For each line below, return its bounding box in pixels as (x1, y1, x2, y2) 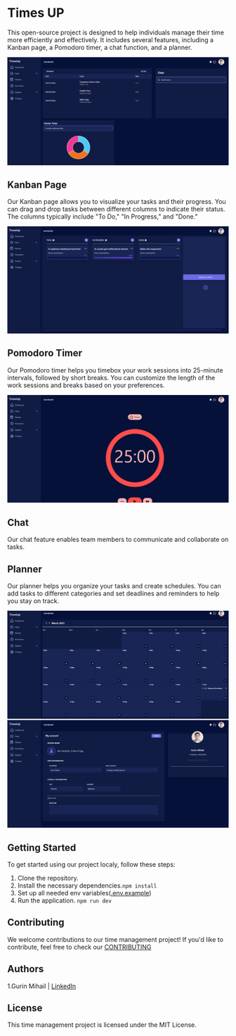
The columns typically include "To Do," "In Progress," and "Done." (7, 212, 198, 221)
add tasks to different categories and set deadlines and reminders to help (7, 589, 220, 597)
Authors (7, 963, 44, 975)
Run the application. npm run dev (17, 896, 112, 905)
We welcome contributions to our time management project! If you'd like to (7, 935, 223, 943)
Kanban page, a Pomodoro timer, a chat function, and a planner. (7, 43, 192, 51)
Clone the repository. (17, 874, 79, 882)
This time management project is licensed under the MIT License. (7, 1021, 197, 1029)
